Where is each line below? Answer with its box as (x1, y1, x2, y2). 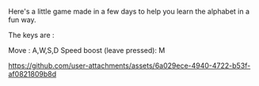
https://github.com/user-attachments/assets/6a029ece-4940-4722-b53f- (8, 61, 251, 70)
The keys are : (8, 31, 55, 39)
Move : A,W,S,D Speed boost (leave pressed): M (8, 46, 166, 54)
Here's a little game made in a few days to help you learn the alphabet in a (8, 7, 250, 16)
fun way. (8, 15, 37, 24)
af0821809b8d (8, 69, 57, 78)
